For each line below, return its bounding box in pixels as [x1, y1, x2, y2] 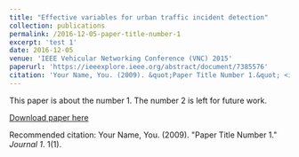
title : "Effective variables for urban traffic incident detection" [9, 12, 269, 22]
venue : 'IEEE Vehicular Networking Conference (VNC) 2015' [9, 54, 233, 63]
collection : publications [9, 21, 105, 30]
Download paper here [9, 112, 89, 122]
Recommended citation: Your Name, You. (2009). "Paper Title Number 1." [9, 130, 278, 140]
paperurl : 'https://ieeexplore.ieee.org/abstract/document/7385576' [9, 63, 269, 72]
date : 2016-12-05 [9, 46, 74, 55]
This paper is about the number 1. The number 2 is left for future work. [9, 95, 268, 106]
